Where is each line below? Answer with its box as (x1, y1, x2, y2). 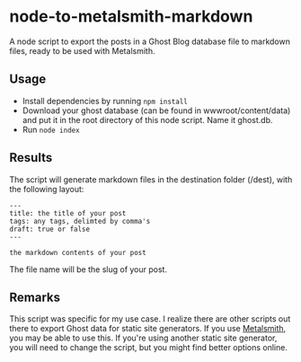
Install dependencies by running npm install (22, 95, 189, 106)
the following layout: (9, 183, 84, 194)
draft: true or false (9, 225, 91, 234)
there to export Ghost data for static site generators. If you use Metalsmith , (9, 323, 287, 334)
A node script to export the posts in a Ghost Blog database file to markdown (9, 36, 290, 47)
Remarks (9, 289, 61, 305)
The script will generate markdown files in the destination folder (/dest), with (9, 173, 293, 185)
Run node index (22, 124, 80, 135)
